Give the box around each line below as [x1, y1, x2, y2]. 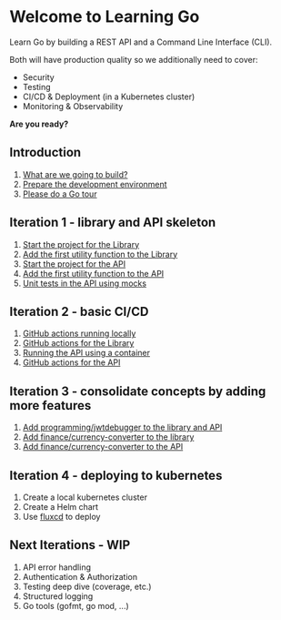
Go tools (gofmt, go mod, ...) [22, 600, 129, 611]
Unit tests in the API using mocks [22, 278, 147, 289]
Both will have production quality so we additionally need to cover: [9, 54, 258, 65]
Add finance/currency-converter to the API [22, 442, 184, 452]
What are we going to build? [22, 168, 128, 179]
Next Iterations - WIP [9, 537, 131, 553]
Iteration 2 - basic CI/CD [9, 303, 149, 320]
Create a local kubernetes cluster [22, 492, 148, 503]
